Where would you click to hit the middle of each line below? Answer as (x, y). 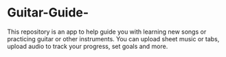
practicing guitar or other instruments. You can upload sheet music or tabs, (113, 38)
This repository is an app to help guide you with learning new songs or (107, 32)
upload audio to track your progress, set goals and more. (88, 46)
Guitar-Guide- (48, 13)
